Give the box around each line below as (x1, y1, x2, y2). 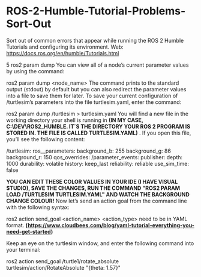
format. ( (6, 221, 28, 229)
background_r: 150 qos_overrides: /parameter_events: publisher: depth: (6, 153, 183, 160)
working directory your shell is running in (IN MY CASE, (6, 116, 143, 124)
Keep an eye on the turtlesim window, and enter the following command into (6, 239, 194, 247)
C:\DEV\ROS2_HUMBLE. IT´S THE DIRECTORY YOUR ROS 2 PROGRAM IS (6, 123, 191, 130)
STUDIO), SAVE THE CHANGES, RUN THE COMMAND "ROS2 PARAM (6, 184, 181, 192)
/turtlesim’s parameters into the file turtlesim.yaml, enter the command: (6, 98, 182, 106)
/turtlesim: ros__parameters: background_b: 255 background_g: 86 (6, 147, 171, 154)
